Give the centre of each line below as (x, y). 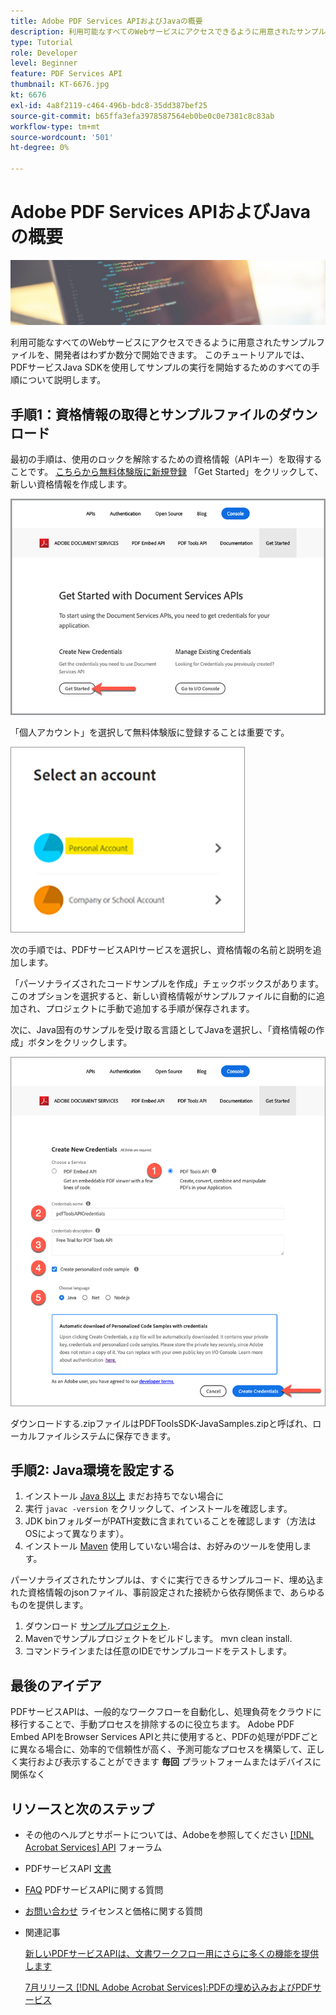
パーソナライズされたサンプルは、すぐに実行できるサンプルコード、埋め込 (163, 1580)
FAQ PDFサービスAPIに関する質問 (94, 1890)
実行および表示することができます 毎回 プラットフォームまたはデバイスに (170, 1762)
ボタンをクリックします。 (80, 1042)
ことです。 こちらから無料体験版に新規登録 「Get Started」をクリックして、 (167, 472)
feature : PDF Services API (66, 74)
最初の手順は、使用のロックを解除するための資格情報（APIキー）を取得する (166, 459)
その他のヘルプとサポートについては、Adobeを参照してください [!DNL (169, 1835)
